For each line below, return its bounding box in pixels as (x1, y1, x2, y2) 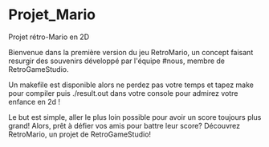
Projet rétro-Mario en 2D (8, 32, 90, 42)
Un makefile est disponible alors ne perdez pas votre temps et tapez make (8, 80, 255, 89)
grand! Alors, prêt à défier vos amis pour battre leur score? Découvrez (8, 121, 241, 130)
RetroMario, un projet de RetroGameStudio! (8, 129, 151, 139)
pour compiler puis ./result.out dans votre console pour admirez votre (8, 88, 238, 97)
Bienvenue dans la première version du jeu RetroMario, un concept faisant (8, 47, 254, 57)
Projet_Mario (8, 6, 96, 24)
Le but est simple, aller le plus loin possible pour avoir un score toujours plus (8, 112, 262, 121)
